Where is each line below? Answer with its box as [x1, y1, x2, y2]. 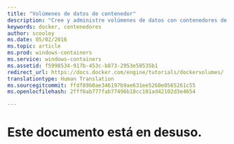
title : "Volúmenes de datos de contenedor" [7, 10, 137, 17]
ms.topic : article [7, 43, 61, 50]
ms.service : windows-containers [7, 56, 102, 63]
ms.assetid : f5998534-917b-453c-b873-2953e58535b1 [7, 62, 158, 69]
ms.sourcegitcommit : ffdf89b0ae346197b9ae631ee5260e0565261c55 [7, 82, 196, 89]
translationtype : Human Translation [7, 75, 114, 82]
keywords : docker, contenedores [7, 23, 102, 30]
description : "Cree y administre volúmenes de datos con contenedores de [7, 17, 228, 24]
